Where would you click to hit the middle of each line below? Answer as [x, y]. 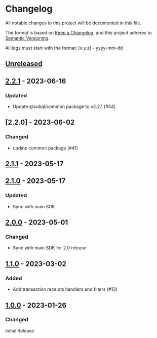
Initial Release [20, 330]
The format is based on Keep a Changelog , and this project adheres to [78, 32]
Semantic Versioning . [27, 38]
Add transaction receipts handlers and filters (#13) [65, 289]
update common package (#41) [45, 148]
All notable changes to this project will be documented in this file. [73, 23]
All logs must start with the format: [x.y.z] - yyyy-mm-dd [64, 48]
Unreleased [24, 64]
